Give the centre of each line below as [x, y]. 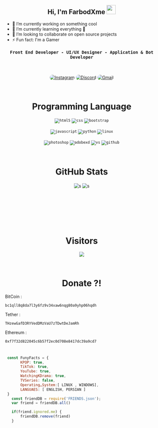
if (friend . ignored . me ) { [37, 412]
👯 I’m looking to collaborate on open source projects [64, 34]
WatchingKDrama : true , [43, 376]
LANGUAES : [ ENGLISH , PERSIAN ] [53, 389]
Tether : [13, 314]
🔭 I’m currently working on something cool [54, 24]
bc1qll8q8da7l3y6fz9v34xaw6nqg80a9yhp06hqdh [51, 306]
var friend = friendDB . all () [41, 403]
